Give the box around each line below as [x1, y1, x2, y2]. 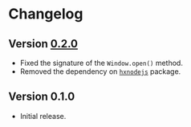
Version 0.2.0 [8, 37, 79, 51]
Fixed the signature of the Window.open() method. [19, 58, 183, 68]
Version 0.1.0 [8, 90, 75, 104]
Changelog [8, 5, 83, 23]
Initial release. [19, 111, 67, 121]
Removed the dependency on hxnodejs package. [19, 67, 181, 76]
